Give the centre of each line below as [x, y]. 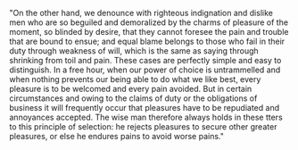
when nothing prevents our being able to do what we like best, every [135, 79]
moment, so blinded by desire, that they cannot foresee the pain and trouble [149, 32]
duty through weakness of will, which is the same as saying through [134, 51]
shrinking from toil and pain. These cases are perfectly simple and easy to [145, 60]
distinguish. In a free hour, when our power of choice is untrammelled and [145, 70]
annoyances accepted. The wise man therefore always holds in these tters [146, 117]
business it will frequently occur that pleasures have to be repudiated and [144, 108]
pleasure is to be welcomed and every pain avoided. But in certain [131, 89]
